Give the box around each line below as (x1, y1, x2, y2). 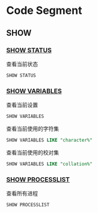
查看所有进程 (6, 189, 38, 197)
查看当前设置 (6, 101, 38, 109)
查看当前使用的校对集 (6, 149, 59, 156)
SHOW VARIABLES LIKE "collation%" (6, 161, 93, 167)
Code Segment (6, 4, 82, 18)
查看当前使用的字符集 (6, 125, 59, 132)
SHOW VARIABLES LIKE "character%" (6, 137, 93, 143)
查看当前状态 (6, 60, 38, 67)
